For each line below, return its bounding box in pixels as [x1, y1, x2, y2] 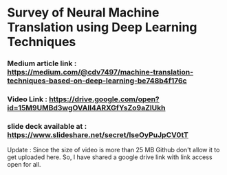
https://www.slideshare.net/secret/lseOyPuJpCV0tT [7, 130, 189, 139]
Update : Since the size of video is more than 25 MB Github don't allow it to [7, 146, 220, 154]
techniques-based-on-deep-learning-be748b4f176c [7, 76, 187, 85]
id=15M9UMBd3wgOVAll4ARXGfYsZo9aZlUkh [7, 103, 166, 113]
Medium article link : [7, 59, 77, 68]
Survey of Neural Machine [7, 5, 160, 21]
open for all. [7, 161, 41, 169]
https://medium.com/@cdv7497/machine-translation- [7, 68, 194, 77]
